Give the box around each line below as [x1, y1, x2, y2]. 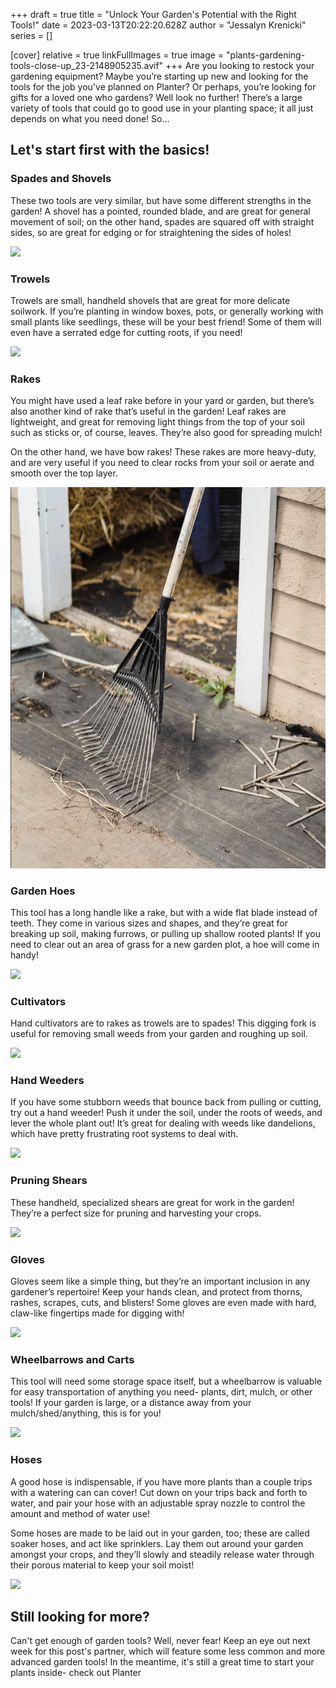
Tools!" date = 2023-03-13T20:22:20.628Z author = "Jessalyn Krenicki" [10, 19, 307, 31]
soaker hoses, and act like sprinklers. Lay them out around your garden [10, 1537, 304, 1549]
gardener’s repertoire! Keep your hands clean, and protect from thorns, [10, 1286, 303, 1298]
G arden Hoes [10, 884, 76, 898]
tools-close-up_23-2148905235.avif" [10, 60, 164, 71]
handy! [10, 949, 39, 961]
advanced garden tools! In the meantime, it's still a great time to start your [10, 1656, 315, 1668]
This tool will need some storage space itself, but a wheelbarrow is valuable [10, 1375, 322, 1388]
